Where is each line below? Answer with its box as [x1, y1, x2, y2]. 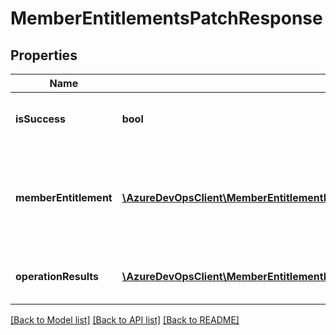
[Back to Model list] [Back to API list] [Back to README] [10, 314, 240, 326]
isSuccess [15, 112, 67, 126]
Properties [10, 47, 78, 64]
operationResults [15, 270, 100, 283]
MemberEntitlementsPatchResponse [10, 7, 323, 30]
